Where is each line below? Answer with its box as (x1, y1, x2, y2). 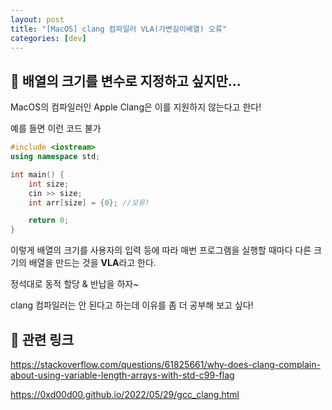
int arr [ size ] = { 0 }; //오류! (28, 197, 150, 208)
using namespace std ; (10, 152, 101, 162)
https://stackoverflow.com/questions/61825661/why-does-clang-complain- (10, 359, 321, 370)
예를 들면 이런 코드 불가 (10, 122, 102, 135)
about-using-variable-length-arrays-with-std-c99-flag (10, 369, 235, 381)
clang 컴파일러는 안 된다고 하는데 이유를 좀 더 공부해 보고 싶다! (10, 299, 254, 311)
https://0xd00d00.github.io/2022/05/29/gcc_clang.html (10, 389, 240, 400)
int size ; (28, 179, 70, 189)
